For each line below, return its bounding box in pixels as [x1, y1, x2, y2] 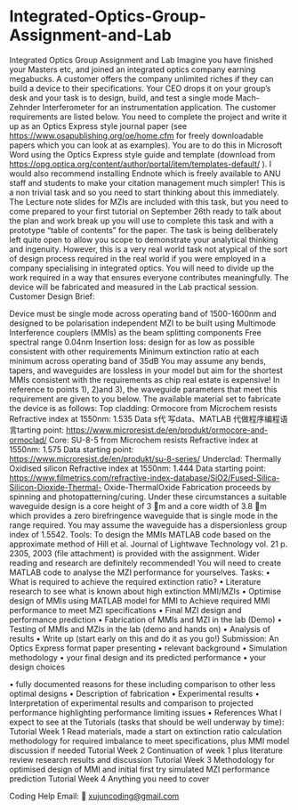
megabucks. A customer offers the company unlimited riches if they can [9, 73, 274, 84]
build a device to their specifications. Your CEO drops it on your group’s [9, 83, 271, 93]
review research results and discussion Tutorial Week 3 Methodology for [9, 754, 276, 765]
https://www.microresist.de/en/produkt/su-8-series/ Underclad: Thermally [9, 453, 282, 464]
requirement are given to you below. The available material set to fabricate [9, 393, 282, 404]
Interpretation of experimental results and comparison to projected [9, 697, 254, 709]
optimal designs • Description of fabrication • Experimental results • [9, 688, 260, 699]
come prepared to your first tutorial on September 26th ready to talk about [9, 206, 282, 216]
